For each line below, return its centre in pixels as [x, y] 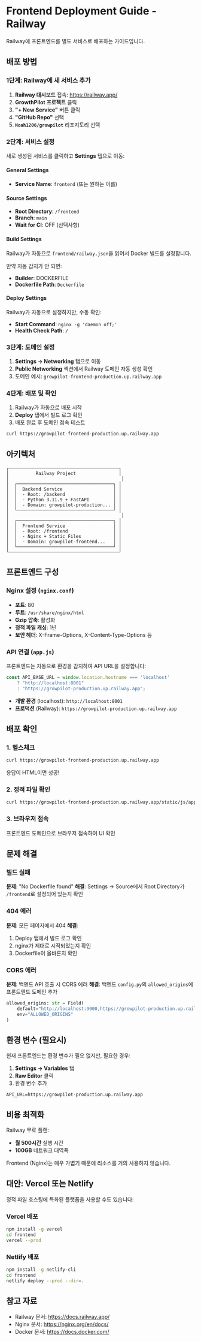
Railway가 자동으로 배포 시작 [48, 408]
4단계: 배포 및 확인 [31, 393]
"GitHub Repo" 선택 [39, 117]
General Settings [28, 170]
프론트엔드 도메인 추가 [32, 991]
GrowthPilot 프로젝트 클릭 [46, 102]
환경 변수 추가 [31, 1083]
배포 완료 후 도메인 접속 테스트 [50, 423]
